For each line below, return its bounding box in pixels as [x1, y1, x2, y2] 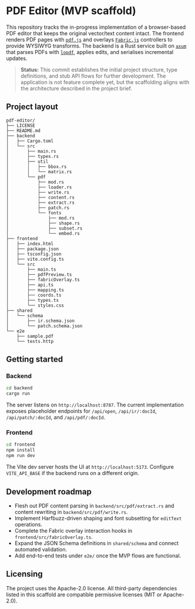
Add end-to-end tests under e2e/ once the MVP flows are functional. [14, 552, 181, 559]
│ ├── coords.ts [6, 292, 62, 298]
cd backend [6, 385, 33, 391]
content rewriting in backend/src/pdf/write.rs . [14, 508, 128, 515]
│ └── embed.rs [6, 230, 80, 236]
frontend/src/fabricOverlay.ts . [14, 533, 93, 540]
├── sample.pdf [16, 333, 54, 339]
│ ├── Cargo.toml [6, 138, 54, 144]
